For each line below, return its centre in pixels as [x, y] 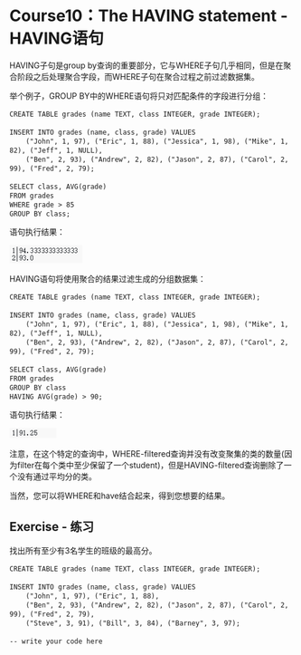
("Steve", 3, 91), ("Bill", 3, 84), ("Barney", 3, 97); [133, 623]
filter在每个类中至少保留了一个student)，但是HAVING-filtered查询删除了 [150, 465]
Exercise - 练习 [52, 527]
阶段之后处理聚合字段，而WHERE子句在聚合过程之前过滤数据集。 [138, 76]
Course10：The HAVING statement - [149, 16]
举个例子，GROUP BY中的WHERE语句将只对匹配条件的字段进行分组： [139, 96]
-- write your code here [56, 641]
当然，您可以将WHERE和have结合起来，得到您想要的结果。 [120, 496]
